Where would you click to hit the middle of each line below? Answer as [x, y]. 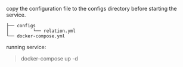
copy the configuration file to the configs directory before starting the [91, 9]
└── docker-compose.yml [36, 36]
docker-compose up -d [49, 58]
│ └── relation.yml [41, 31]
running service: [26, 47]
